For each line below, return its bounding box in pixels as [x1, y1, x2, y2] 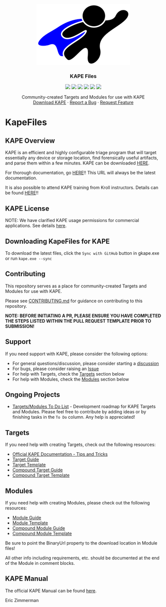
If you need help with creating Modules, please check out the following [5, 499, 150, 505]
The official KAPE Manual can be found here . [5, 588, 97, 594]
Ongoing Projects [5, 390, 60, 399]
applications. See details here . [5, 222, 67, 229]
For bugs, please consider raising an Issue [12, 366, 99, 372]
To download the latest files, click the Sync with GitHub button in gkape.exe [5, 250, 160, 256]
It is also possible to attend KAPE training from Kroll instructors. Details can [5, 185, 159, 191]
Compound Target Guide [12, 467, 63, 473]
